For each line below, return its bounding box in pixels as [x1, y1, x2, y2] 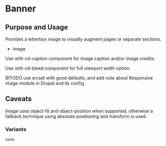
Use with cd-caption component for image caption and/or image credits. [5, 55, 155, 61]
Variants [5, 125, 27, 132]
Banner [5, 3, 36, 14]
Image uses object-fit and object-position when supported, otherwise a [5, 108, 153, 114]
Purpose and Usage [5, 23, 68, 31]
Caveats [5, 94, 32, 103]
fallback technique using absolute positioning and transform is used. [5, 113, 147, 119]
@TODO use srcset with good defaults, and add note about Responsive [5, 75, 153, 80]
